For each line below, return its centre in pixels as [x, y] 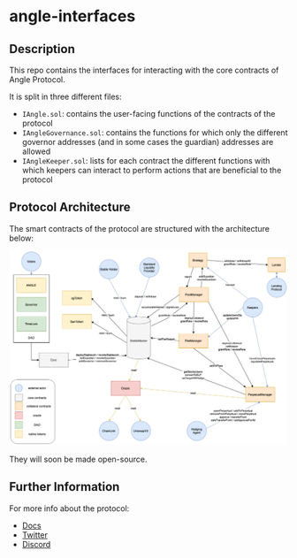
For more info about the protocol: [69, 508]
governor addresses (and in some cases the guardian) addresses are [148, 142]
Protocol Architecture [70, 207]
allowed [36, 151]
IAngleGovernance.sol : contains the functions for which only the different [155, 133]
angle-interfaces [72, 16]
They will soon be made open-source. [78, 459]
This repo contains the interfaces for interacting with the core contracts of [144, 70]
